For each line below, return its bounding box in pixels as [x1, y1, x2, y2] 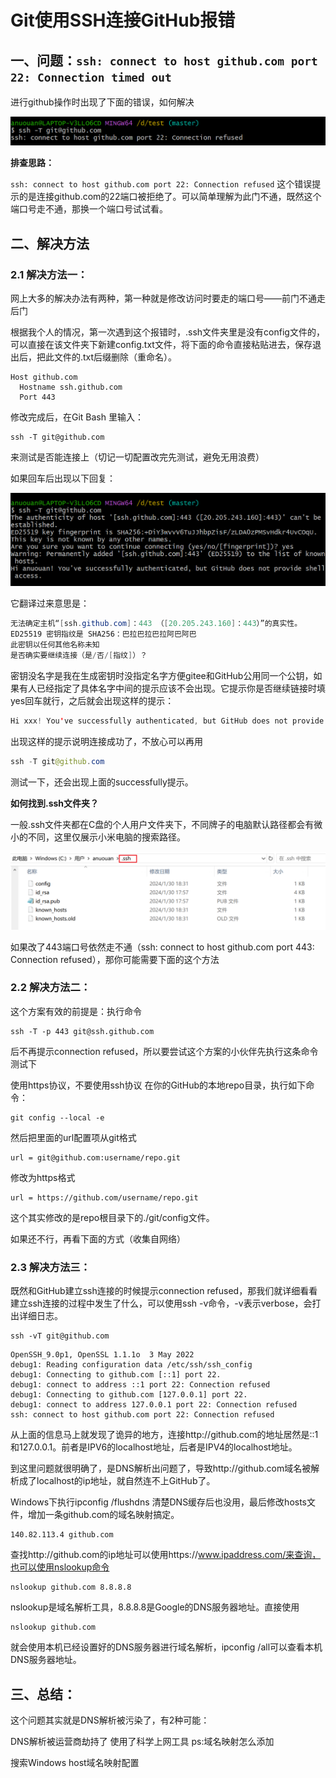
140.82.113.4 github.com [10, 1530, 114, 1540]
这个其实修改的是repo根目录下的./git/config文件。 [10, 1211, 215, 1223]
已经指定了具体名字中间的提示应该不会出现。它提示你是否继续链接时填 [36, 682, 326, 694]
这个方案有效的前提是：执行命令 [10, 1005, 142, 1017]
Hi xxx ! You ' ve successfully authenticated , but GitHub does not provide [10, 716, 325, 726]
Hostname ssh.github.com [19, 382, 123, 392]
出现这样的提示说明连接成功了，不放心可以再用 [10, 735, 203, 747]
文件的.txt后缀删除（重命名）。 [53, 351, 178, 363]
